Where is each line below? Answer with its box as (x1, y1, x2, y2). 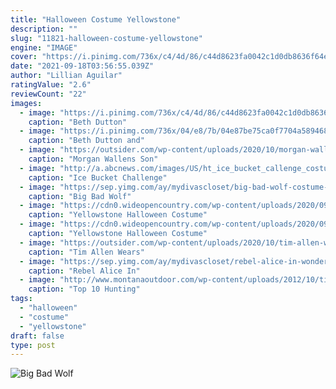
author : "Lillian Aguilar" (10, 71, 123, 81)
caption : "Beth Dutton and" (28, 136, 145, 146)
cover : (10, 52, 38, 62)
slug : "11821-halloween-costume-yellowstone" (10, 33, 203, 43)
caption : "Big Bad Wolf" (28, 191, 132, 201)
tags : (10, 294, 33, 304)
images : (10, 98, 43, 108)
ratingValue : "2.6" (10, 80, 92, 90)
